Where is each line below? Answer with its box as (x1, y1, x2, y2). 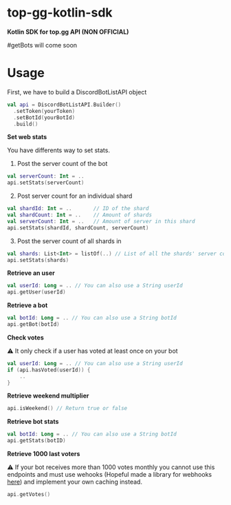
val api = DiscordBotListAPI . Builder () (7, 101, 122, 108)
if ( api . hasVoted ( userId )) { (7, 367, 91, 373)
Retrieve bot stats (7, 418, 59, 426)
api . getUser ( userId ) (7, 289, 67, 296)
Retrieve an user (7, 269, 55, 277)
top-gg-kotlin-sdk (7, 5, 113, 21)
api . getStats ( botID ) (7, 437, 67, 444)
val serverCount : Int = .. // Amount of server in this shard (7, 218, 195, 225)
